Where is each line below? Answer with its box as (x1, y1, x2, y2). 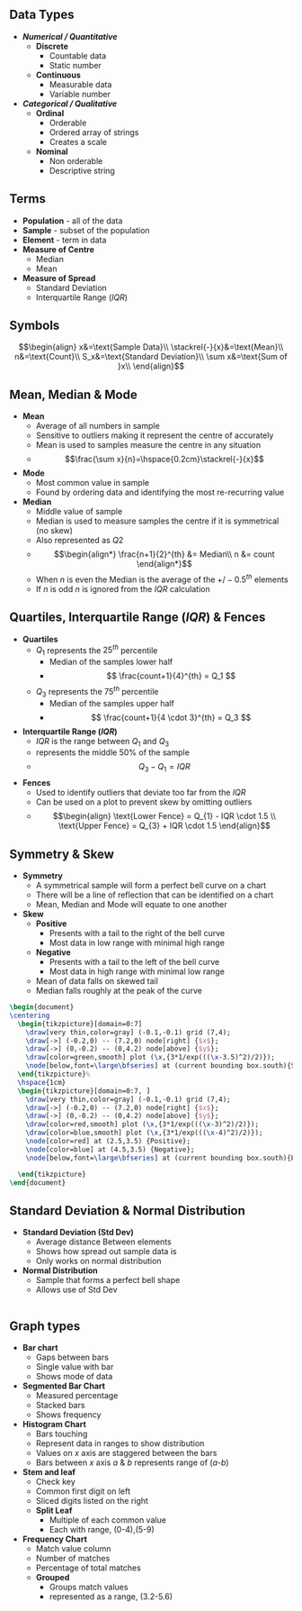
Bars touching (35, 1428, 88, 1440)
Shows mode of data (35, 1371, 113, 1382)
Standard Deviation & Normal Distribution (9, 1203, 245, 1218)
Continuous (35, 69, 81, 80)
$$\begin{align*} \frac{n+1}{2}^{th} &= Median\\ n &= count (53, 549, 275, 560)
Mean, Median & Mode (9, 387, 138, 402)
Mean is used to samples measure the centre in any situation (35, 440, 262, 451)
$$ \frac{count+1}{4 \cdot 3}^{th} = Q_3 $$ (91, 712, 252, 723)
